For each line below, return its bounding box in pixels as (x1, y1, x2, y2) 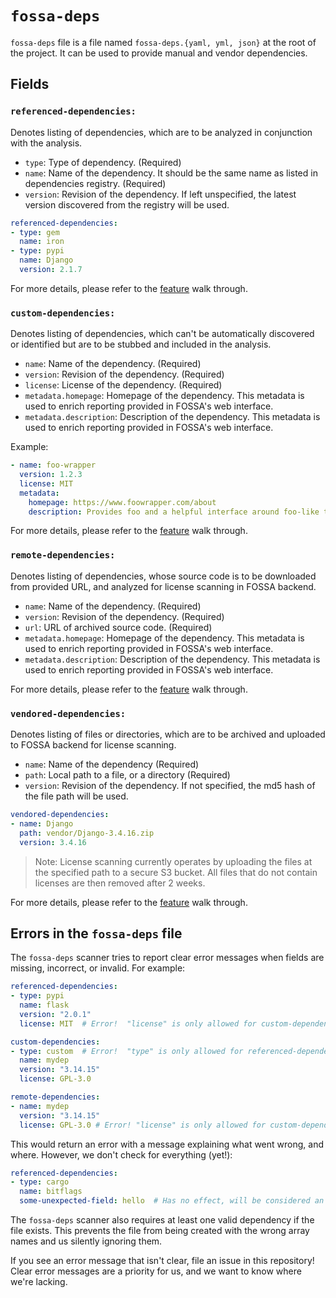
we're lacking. (10, 1276, 68, 1288)
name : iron (19, 237, 65, 247)
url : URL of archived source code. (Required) (24, 621, 213, 633)
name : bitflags (19, 1187, 83, 1197)
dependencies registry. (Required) (24, 177, 167, 189)
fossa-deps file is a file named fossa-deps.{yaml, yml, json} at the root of (10, 36, 317, 48)
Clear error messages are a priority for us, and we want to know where (10, 1265, 302, 1277)
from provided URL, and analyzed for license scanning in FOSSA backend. (10, 580, 317, 592)
